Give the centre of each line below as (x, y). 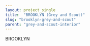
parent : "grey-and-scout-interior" (43, 24)
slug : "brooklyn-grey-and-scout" (41, 19)
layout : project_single (31, 10)
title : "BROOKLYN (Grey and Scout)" (45, 15)
